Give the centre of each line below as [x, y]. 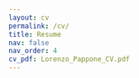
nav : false [29, 43]
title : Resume [35, 34]
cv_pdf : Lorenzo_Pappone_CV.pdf [69, 59]
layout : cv [29, 17]
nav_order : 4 [33, 51]
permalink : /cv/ [39, 26]
